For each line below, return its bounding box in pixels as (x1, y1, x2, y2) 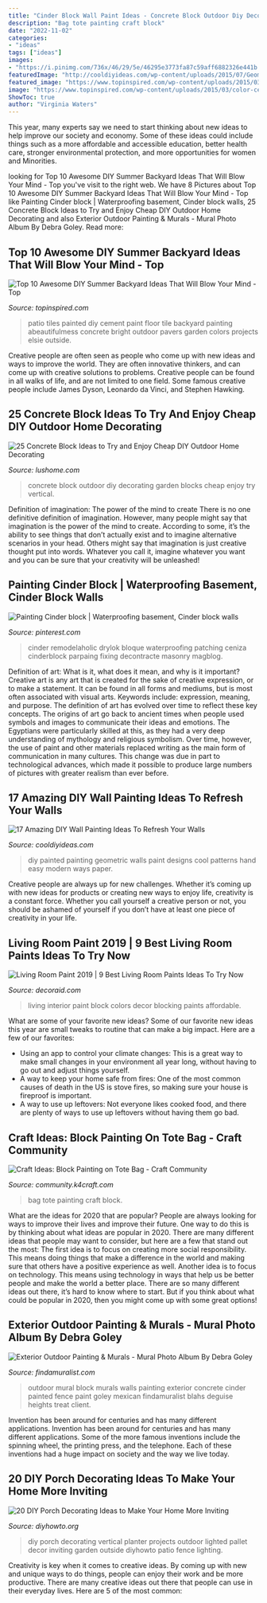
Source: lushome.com (8, 465, 80, 475)
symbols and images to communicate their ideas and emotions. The (8, 717, 230, 727)
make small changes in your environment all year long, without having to (19, 1057, 257, 1067)
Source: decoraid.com (8, 985, 82, 995)
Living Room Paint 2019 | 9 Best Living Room (8, 936, 233, 950)
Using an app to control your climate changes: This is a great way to (19, 1049, 243, 1058)
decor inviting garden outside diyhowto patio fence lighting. (27, 1545, 223, 1554)
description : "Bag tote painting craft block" (8, 19, 165, 27)
